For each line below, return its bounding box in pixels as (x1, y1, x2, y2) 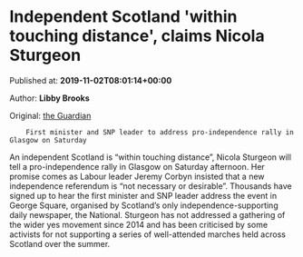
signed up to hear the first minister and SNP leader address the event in (9, 190, 278, 201)
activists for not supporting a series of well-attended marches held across (9, 229, 286, 240)
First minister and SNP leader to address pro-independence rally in (25, 127, 295, 137)
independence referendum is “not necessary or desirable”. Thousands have (9, 180, 292, 192)
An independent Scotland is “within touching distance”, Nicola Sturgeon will (9, 152, 292, 163)
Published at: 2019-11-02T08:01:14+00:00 (9, 74, 172, 85)
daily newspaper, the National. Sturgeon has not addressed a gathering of (9, 209, 286, 220)
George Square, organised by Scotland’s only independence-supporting (9, 200, 279, 211)
